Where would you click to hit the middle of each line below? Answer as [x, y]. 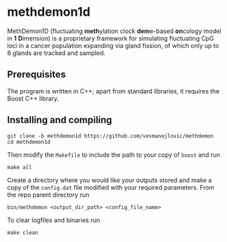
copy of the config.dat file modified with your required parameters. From [111, 187]
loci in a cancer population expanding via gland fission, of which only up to [113, 45]
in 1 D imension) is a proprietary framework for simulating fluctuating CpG [111, 38]
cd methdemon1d [29, 142]
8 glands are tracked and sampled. [56, 53]
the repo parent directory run [48, 195]
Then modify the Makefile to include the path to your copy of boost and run [114, 155]
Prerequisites [36, 75]
